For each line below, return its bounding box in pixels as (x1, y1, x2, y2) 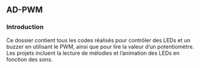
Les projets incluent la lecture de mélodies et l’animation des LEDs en (6, 49, 180, 57)
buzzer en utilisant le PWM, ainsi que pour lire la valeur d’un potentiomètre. (6, 43, 195, 50)
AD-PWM (6, 5, 43, 15)
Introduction (6, 23, 44, 31)
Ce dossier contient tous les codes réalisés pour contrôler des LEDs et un (6, 36, 190, 44)
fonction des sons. (6, 55, 53, 63)
